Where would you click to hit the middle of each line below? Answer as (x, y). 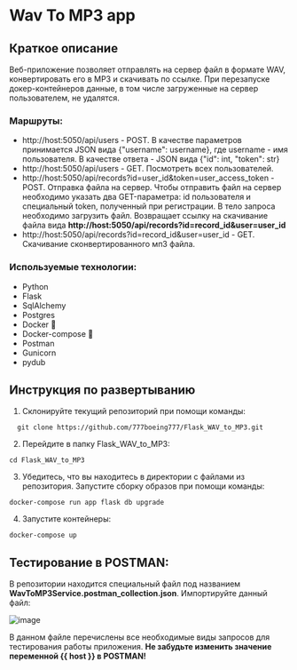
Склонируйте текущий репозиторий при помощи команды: (134, 411)
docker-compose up (43, 535)
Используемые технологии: (73, 267)
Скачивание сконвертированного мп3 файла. (109, 244)
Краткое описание (63, 48)
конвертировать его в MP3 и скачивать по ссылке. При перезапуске (140, 79)
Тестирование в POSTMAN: (89, 562)
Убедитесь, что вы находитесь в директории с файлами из (133, 477)
